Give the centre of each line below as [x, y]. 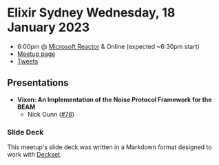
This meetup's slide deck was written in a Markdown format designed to [109, 147]
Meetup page [36, 54]
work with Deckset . [34, 155]
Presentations [38, 83]
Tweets [28, 61]
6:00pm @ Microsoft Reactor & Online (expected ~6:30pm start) [108, 46]
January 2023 [49, 27]
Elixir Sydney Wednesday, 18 [91, 13]
